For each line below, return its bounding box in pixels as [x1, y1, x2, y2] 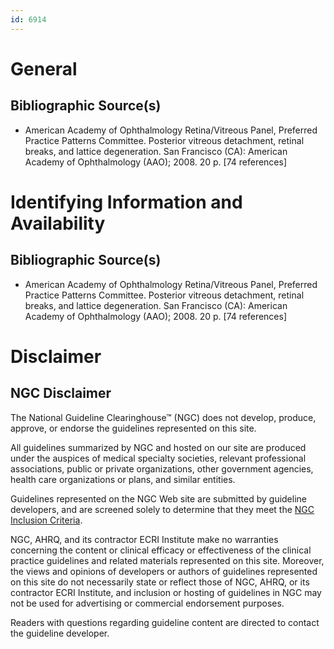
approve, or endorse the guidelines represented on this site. [10, 422, 257, 434]
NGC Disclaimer [10, 385, 112, 402]
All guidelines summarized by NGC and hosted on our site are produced [10, 441, 307, 453]
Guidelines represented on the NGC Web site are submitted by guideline [10, 492, 307, 505]
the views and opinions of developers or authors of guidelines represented [10, 565, 318, 577]
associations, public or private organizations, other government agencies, [10, 462, 314, 475]
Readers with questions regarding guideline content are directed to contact [10, 616, 320, 628]
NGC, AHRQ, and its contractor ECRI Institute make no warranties [10, 533, 279, 545]
